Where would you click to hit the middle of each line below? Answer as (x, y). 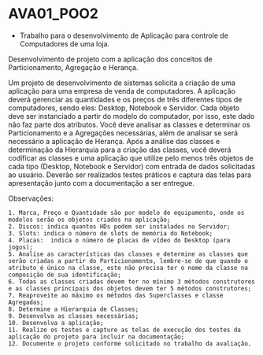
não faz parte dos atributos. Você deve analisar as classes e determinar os (129, 124)
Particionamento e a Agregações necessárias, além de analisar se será (123, 133)
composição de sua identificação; (65, 275)
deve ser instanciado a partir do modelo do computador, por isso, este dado (131, 116)
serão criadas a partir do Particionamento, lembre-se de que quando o (128, 261)
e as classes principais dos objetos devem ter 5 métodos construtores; (130, 288)
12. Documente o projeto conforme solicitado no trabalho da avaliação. (130, 343)
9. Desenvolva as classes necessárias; (74, 316)
